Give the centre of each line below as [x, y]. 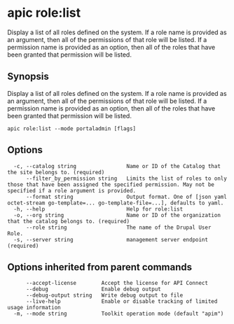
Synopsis [28, 77]
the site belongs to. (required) [56, 172]
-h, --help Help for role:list [98, 209]
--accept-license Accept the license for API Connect [117, 283]
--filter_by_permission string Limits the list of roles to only [126, 178]
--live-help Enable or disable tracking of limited [122, 302]
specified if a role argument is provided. [72, 190]
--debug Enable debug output [93, 289]
